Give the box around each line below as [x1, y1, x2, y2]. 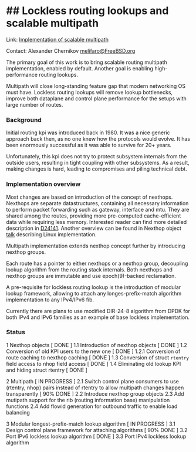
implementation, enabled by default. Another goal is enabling [6, 64, 154, 72]
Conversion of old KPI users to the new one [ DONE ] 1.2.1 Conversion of [6, 348, 181, 355]
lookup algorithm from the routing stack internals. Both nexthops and [6, 266, 173, 273]
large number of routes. [6, 101, 63, 108]
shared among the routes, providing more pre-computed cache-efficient [6, 212, 181, 219]
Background [6, 115, 42, 124]
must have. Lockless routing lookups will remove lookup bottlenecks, [6, 89, 173, 96]
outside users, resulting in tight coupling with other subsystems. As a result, [6, 159, 190, 166]
